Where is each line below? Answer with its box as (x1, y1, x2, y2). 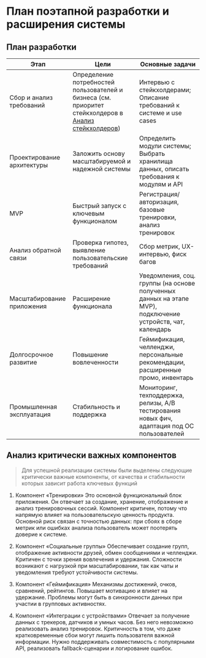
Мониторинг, (139, 384, 178, 392)
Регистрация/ (139, 190, 180, 198)
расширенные (139, 366, 182, 374)
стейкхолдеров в (72, 109, 124, 117)
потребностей (72, 78, 115, 87)
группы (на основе (139, 279, 196, 287)
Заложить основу (72, 149, 126, 158)
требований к (139, 101, 180, 109)
